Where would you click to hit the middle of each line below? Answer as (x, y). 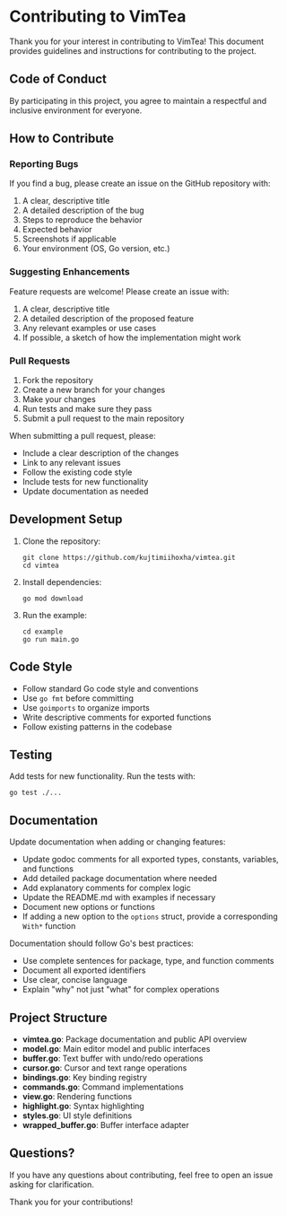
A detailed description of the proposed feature (108, 318)
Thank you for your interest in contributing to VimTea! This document (137, 41)
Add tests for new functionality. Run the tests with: (102, 776)
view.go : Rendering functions (77, 1097)
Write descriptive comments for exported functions (117, 717)
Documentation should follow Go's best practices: (102, 943)
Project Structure (58, 1017)
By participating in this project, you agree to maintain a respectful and (138, 101)
